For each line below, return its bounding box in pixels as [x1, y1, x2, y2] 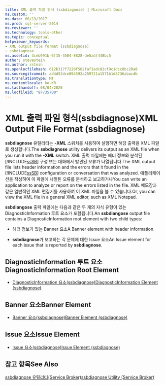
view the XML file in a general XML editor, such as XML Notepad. [5, 194, 137, 200]
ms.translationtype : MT [5, 76, 54, 81]
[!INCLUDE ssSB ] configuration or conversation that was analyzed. [5, 170, 139, 176]
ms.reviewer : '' [5, 26, 38, 31]
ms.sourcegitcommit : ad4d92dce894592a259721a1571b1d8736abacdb [5, 71, 138, 76]
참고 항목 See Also [5, 360, 59, 369]
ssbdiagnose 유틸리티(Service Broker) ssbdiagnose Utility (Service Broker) [5, 374, 155, 380]
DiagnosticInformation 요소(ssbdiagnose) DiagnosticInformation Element [12, 280, 158, 285]
